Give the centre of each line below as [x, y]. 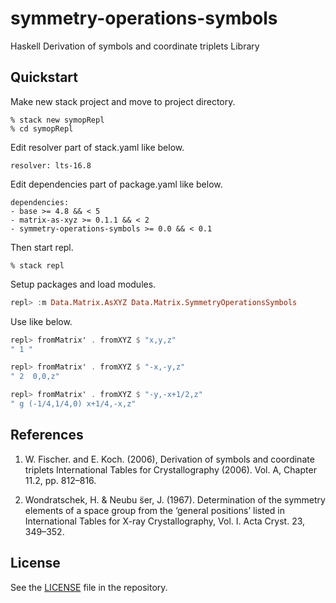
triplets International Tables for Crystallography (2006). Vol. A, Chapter [170, 469]
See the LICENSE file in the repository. [89, 587]
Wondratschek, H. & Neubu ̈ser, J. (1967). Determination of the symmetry [175, 499]
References [47, 435]
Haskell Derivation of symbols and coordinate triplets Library [135, 46]
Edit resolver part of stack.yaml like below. [97, 147]
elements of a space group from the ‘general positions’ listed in [154, 510]
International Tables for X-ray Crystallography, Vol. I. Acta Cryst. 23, [165, 521]
